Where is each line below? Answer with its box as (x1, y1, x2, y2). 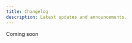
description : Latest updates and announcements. (6, 14, 127, 20)
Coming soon (6, 30, 39, 37)
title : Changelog (6, 8, 49, 15)
